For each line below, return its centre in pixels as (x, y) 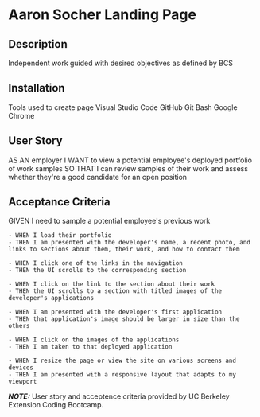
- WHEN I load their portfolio (60, 236)
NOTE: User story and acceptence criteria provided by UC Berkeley (119, 396)
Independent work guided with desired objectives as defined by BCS (120, 63)
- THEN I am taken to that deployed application (90, 347)
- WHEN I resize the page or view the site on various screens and (122, 361)
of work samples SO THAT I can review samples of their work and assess (128, 168)
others (19, 326)
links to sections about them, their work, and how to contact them (124, 249)
